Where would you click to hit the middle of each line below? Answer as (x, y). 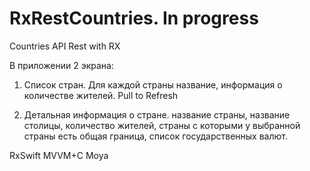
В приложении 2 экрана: (61, 65)
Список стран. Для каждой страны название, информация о (153, 84)
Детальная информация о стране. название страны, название (157, 114)
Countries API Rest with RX (65, 46)
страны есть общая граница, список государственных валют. (155, 136)
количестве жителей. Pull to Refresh (101, 95)
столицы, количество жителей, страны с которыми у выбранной (162, 125)
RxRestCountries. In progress (134, 18)
